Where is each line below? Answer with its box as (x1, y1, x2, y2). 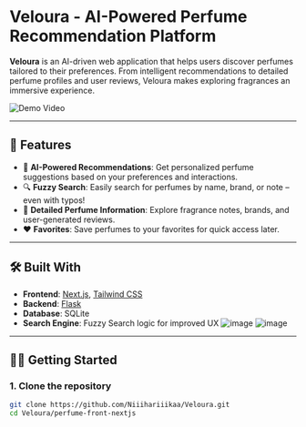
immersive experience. (9, 85, 96, 96)
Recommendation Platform (9, 25, 217, 46)
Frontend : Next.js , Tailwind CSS (22, 289, 143, 300)
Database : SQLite (22, 308, 90, 319)
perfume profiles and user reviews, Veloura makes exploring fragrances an (9, 75, 291, 86)
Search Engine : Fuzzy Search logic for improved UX (22, 317, 219, 329)
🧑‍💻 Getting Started (9, 352, 117, 368)
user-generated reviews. (22, 214, 116, 225)
